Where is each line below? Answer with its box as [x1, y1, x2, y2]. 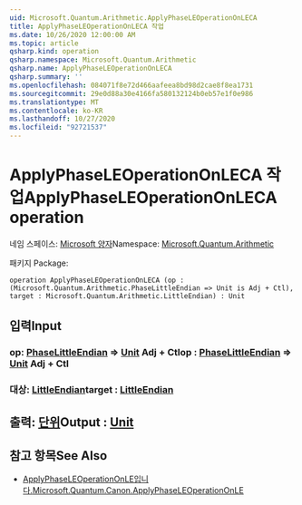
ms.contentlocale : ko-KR [9, 106, 103, 115]
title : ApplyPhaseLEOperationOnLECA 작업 [9, 22, 165, 31]
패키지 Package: [9, 257, 69, 268]
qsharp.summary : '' [9, 73, 83, 82]
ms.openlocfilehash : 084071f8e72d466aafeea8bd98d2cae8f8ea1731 [9, 81, 254, 90]
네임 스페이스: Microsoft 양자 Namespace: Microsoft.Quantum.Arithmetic [9, 238, 275, 249]
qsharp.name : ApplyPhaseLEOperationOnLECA [9, 64, 172, 73]
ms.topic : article [9, 38, 79, 48]
